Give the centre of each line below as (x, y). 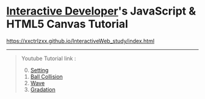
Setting (39, 70)
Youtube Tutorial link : (49, 58)
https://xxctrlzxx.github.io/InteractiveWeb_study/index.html (80, 41)
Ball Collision (46, 77)
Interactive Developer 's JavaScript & (101, 11)
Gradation (43, 89)
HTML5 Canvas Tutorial (67, 24)
